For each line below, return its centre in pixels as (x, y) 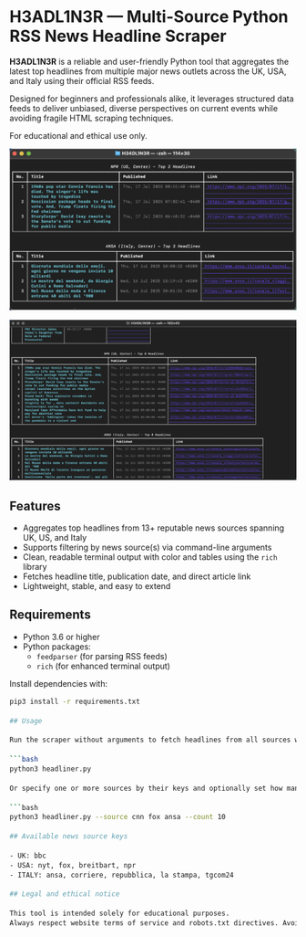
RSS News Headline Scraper (118, 36)
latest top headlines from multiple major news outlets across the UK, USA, (148, 71)
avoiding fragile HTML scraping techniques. (92, 118)
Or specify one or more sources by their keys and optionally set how (146, 788)
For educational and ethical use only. (78, 135)
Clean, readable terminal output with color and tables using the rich (150, 557)
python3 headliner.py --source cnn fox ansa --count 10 (117, 817)
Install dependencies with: (59, 683)
